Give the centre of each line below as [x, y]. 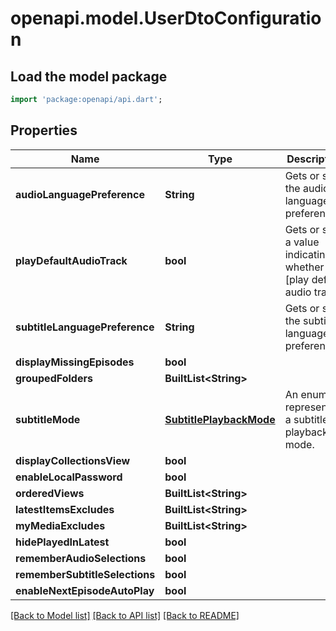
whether [304, 267]
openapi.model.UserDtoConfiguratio [166, 18]
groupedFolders [54, 378]
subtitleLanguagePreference [85, 327]
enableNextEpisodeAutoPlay [85, 590]
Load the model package [89, 76]
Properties [44, 130]
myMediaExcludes [60, 525]
